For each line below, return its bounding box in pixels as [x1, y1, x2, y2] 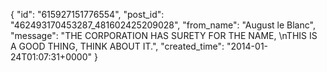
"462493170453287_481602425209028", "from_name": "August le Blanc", [10, 19, 316, 31]
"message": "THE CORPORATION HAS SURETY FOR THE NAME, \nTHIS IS [10, 30, 318, 41]
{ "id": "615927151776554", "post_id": [10, 9, 165, 20]
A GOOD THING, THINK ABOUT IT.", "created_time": [10, 40, 225, 52]
